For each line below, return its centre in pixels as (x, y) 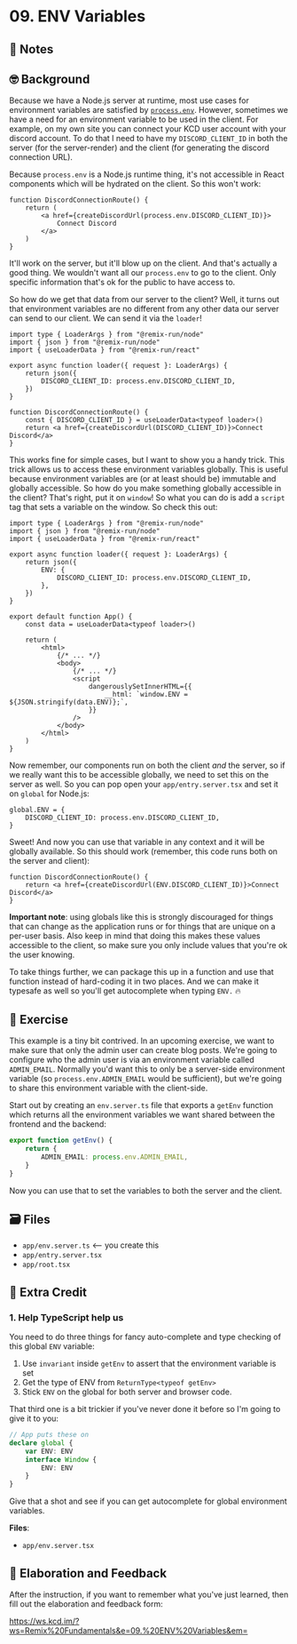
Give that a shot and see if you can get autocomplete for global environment (148, 1501)
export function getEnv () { (61, 1141)
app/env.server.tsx (58, 1546)
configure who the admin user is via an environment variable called (132, 1060)
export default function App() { (71, 617)
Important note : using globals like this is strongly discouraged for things (141, 917)
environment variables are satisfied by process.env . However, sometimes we (148, 110)
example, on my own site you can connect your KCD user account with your (148, 129)
